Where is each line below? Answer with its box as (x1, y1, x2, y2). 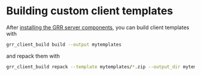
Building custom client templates (6, 4, 173, 18)
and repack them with (6, 52, 60, 59)
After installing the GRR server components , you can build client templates (6, 24, 190, 31)
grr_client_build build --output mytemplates (6, 42, 121, 47)
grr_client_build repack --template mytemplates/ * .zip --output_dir (6, 64, 181, 69)
